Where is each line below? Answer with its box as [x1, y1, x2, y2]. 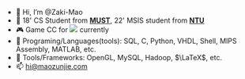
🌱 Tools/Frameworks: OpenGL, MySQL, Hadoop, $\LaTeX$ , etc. [15, 53, 223, 62]
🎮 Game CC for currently [15, 25, 109, 34]
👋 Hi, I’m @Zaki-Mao [15, 8, 83, 16]
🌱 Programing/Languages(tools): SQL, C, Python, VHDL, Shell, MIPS [15, 36, 237, 45]
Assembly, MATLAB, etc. [15, 45, 96, 54]
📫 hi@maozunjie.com [15, 62, 89, 70]
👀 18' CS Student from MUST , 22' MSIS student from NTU [15, 16, 205, 25]
